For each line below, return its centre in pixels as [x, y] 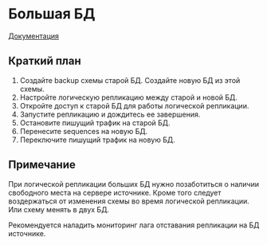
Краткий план [45, 61]
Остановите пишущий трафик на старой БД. [95, 122]
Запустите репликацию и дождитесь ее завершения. [110, 114]
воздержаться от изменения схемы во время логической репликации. [129, 201]
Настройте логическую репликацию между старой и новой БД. [128, 97]
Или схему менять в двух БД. [59, 209]
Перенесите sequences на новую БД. [84, 131]
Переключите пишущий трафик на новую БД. [97, 140]
